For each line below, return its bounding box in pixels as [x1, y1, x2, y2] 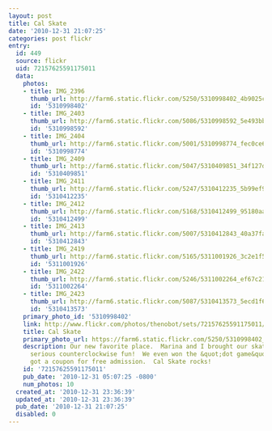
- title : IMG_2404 [23, 132, 85, 140]
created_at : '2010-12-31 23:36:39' [15, 387, 136, 396]
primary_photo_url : [23, 335, 89, 344]
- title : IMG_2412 [23, 200, 85, 208]
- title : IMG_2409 [23, 154, 85, 163]
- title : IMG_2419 [23, 245, 85, 253]
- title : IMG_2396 [23, 87, 85, 95]
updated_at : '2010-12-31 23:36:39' [15, 395, 136, 404]
